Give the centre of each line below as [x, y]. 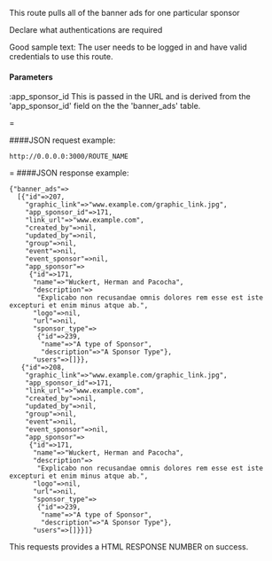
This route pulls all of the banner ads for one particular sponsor [125, 13]
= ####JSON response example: [69, 173]
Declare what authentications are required [86, 30]
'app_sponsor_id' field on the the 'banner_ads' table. [105, 106]
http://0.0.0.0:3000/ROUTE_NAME [69, 157]
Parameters [31, 77]
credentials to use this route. [61, 56]
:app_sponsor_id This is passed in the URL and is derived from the [130, 97]
